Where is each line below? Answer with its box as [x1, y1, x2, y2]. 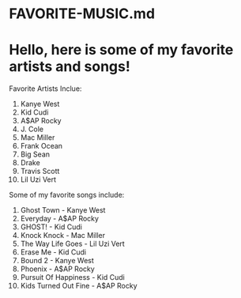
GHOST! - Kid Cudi [20, 222, 82, 232]
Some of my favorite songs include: [9, 190, 125, 200]
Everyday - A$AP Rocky [20, 214, 100, 224]
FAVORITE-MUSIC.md [9, 5, 156, 23]
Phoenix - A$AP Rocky [20, 264, 96, 273]
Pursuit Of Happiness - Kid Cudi [20, 273, 126, 282]
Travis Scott [20, 167, 60, 176]
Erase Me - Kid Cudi [20, 247, 86, 257]
